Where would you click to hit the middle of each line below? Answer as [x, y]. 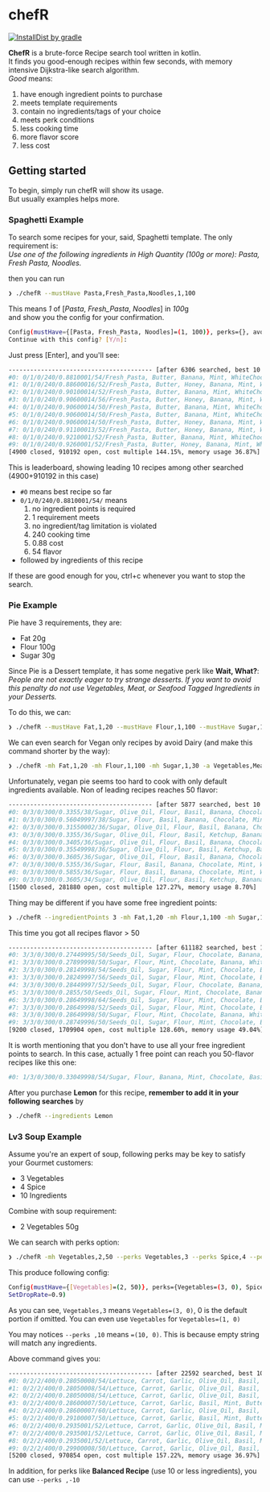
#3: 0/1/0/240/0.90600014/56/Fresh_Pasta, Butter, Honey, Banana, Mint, [133, 400]
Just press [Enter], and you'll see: [64, 355]
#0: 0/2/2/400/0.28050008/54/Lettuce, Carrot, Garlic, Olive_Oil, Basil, [135, 1381]
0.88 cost [48, 543]
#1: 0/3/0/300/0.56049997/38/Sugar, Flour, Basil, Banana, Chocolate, [129, 820]
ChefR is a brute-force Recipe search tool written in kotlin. [105, 52]
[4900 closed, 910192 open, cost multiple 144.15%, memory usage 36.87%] [135, 452]
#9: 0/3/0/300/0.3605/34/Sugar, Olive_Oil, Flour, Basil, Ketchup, [124, 879]
